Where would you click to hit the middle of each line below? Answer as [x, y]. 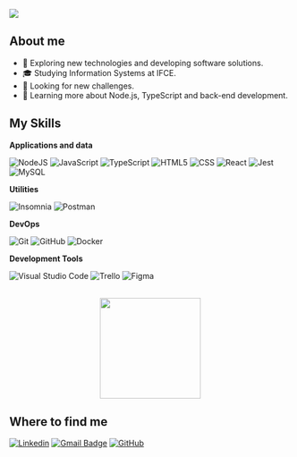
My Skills [35, 124]
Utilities [24, 189]
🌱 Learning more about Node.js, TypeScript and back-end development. [155, 95]
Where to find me [59, 422]
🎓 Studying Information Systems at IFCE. [99, 72]
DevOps [25, 224]
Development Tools [46, 258]
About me [37, 42]
